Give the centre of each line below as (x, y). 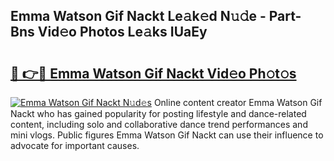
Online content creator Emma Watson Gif (238, 102)
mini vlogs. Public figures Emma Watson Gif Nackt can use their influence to (167, 135)
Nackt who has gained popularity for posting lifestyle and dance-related (158, 113)
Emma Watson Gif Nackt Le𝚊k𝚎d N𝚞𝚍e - (138, 16)
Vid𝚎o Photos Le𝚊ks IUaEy (122, 32)
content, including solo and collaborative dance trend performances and (159, 124)
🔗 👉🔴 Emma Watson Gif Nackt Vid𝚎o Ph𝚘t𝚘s (153, 73)
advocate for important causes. (75, 145)
